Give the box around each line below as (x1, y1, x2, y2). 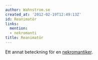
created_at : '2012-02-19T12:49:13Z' (5, 12, 81, 17)
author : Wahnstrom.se (5, 7, 50, 12)
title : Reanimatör (5, 35, 43, 40)
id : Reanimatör (5, 16, 37, 21)
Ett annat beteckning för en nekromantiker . (5, 48, 93, 55)
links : (5, 21, 19, 26)
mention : (9, 26, 28, 31)
